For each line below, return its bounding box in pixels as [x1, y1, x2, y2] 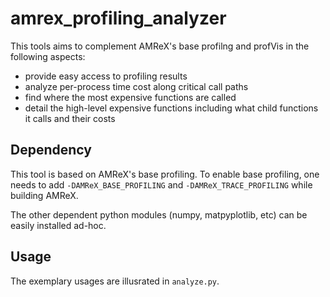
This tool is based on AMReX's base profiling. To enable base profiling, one [10, 168, 320, 180]
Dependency [10, 142, 92, 159]
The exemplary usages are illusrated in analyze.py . [10, 275, 220, 287]
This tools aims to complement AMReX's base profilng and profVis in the [10, 40, 310, 52]
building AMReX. [10, 189, 79, 201]
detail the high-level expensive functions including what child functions [24, 102, 319, 114]
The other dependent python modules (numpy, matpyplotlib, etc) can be [10, 208, 308, 221]
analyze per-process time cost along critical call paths [24, 80, 249, 92]
